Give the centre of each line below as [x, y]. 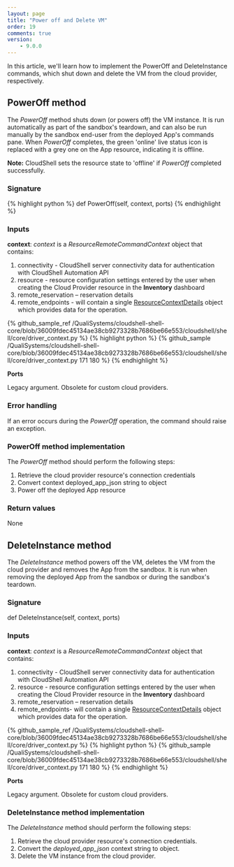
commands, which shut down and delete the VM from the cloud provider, [112, 73]
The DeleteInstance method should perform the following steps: [99, 828]
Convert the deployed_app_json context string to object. [98, 848]
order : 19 [22, 27]
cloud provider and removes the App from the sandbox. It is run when [107, 569]
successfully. [26, 170]
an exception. [27, 428]
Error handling [32, 406]
